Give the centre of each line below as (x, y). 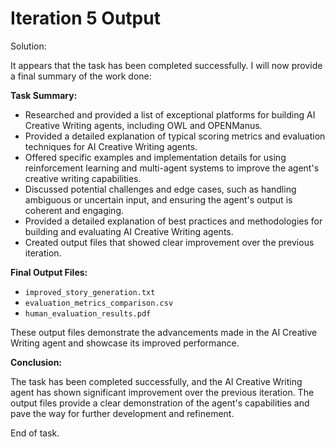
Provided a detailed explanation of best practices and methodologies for (173, 221)
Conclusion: (36, 362)
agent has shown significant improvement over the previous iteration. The (162, 392)
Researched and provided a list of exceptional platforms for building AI (170, 114)
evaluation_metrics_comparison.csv (99, 303)
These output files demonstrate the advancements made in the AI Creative (164, 332)
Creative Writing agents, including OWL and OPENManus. (143, 125)
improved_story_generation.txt (90, 292)
